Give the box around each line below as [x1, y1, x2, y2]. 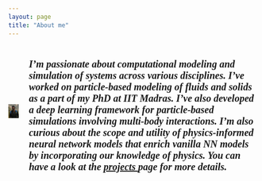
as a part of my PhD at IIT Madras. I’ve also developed [29, 92, 254, 104]
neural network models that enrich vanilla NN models [29, 137, 249, 150]
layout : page [8, 13, 52, 21]
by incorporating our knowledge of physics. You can [29, 149, 241, 161]
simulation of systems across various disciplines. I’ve [29, 69, 245, 81]
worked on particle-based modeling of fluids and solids [29, 80, 252, 93]
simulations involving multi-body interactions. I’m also [29, 115, 254, 127]
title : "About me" [8, 21, 69, 29]
